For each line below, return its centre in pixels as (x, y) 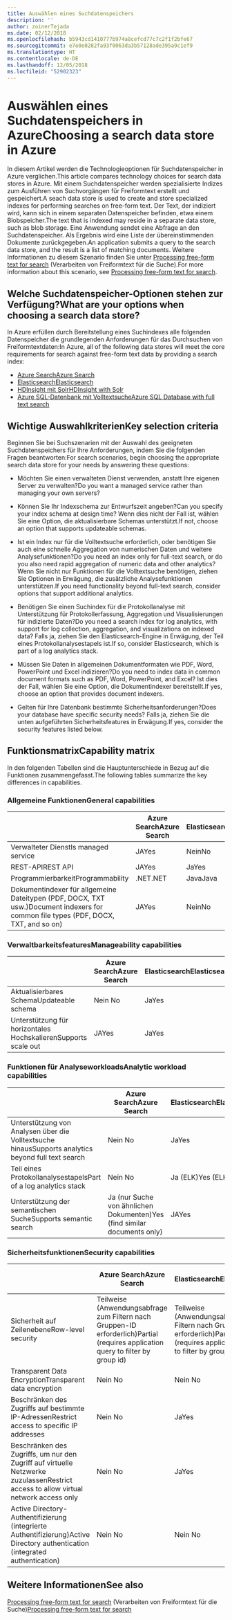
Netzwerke (28, 1472)
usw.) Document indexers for (57, 907)
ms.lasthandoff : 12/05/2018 (48, 65)
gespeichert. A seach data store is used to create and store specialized (108, 199)
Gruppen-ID (116, 1325)
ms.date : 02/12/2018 (37, 33)
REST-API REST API (42, 867)
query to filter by (123, 1351)
